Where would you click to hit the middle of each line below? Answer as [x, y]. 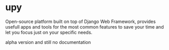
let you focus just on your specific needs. [49, 32]
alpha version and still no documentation [48, 42]
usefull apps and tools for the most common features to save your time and [84, 27]
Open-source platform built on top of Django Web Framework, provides [81, 21]
